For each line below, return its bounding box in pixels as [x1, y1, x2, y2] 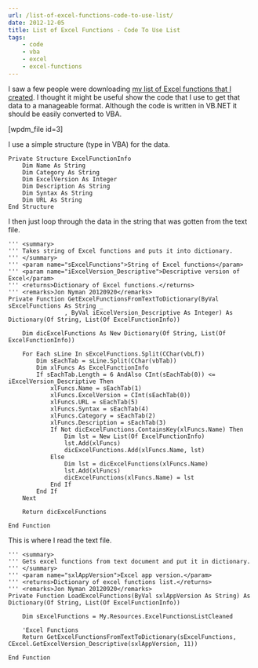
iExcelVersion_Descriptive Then [8, 378, 114, 385]
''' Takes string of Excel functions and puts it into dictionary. [8, 246, 234, 255]
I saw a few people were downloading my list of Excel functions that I [8, 84, 231, 93]
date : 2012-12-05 [8, 19, 65, 27]
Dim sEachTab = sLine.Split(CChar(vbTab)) [36, 356, 177, 365]
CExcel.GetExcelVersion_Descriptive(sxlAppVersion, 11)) [8, 640, 198, 648]
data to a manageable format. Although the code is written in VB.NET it [8, 100, 238, 110]
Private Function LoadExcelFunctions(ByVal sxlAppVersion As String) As [8, 592, 251, 600]
